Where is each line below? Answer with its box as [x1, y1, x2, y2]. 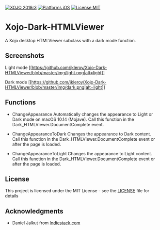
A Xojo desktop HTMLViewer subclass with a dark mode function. [5, 37, 136, 43]
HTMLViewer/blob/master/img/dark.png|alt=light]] [5, 84, 105, 90]
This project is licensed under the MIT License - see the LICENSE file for [5, 188, 149, 194]
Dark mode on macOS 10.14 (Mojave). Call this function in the [12, 116, 134, 122]
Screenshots [5, 51, 45, 60]
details [5, 193, 18, 199]
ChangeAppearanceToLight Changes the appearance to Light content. [12, 150, 153, 156]
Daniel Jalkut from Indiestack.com [12, 220, 80, 226]
